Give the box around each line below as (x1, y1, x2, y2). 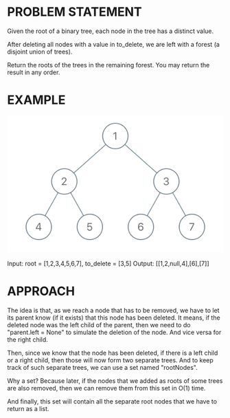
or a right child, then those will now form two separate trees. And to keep (7, 355, 214, 364)
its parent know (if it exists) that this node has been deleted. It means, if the (7, 313, 221, 322)
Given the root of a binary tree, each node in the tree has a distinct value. (7, 27, 214, 35)
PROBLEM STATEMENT (7, 4, 142, 20)
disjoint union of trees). (7, 47, 73, 56)
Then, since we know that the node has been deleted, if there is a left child (7, 349, 218, 357)
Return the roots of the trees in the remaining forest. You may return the (7, 60, 210, 69)
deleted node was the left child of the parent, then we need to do (7, 320, 191, 329)
